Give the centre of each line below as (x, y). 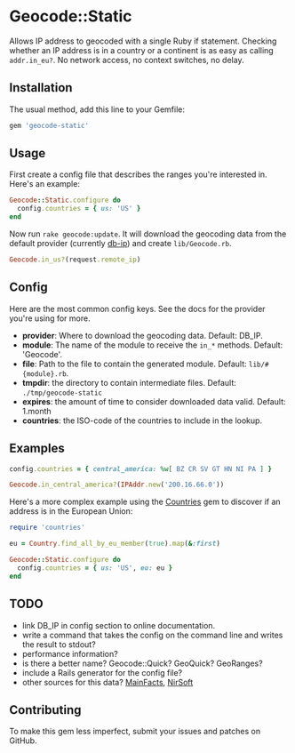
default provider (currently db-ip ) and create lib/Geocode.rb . (121, 244)
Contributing (45, 710)
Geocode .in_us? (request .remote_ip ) (75, 260)
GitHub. (23, 741)
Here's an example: (44, 184)
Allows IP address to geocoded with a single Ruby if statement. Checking (143, 41)
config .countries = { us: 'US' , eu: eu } (95, 568)
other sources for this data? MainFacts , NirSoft (108, 682)
